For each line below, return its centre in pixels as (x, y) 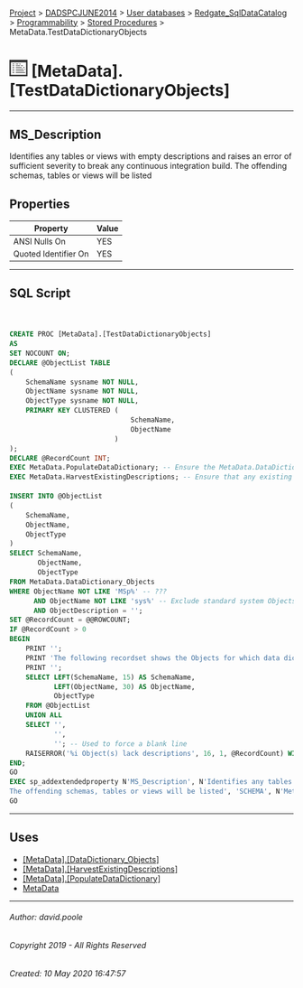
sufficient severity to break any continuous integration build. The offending (148, 166)
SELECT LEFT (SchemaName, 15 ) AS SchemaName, (110, 677)
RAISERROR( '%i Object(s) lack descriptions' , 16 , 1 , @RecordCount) (155, 753)
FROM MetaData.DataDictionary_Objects (82, 582)
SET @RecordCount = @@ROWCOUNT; (70, 620)
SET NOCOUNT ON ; (40, 353)
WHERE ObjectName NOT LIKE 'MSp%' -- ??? (88, 592)
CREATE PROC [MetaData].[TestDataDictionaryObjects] (110, 334)
